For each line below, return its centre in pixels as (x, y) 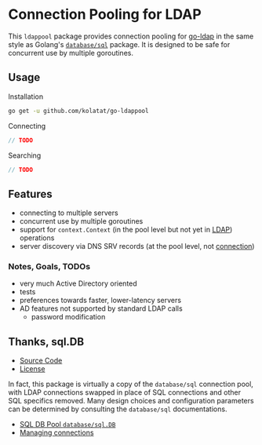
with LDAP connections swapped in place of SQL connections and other (125, 392)
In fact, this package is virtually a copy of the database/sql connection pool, (131, 384)
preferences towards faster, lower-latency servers (100, 301)
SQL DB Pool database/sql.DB (67, 425)
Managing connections (56, 432)
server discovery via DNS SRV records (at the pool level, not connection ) (137, 246)
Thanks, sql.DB (46, 342)
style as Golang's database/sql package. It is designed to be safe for (119, 44)
